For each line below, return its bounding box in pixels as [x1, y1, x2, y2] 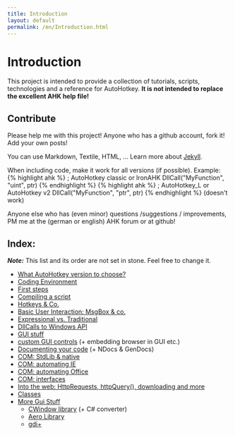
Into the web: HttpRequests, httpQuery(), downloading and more [17, 382, 205, 391]
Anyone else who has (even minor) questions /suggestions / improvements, [7, 209, 227, 219]
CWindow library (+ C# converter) [28, 405, 128, 413]
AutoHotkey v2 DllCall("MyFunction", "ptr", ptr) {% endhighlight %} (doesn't [7, 188, 228, 197]
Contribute [7, 112, 56, 124]
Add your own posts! [7, 139, 68, 147]
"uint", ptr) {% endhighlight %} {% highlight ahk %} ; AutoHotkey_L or [7, 181, 210, 190]
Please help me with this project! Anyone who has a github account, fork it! [7, 131, 225, 140]
